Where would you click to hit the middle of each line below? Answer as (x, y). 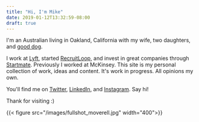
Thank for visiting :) (30, 101)
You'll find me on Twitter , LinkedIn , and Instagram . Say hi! (77, 89)
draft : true (21, 23)
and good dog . (25, 47)
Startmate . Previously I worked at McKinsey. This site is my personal (91, 65)
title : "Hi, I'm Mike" (35, 12)
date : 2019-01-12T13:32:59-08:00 (48, 18)
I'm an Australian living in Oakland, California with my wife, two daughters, (99, 40)
